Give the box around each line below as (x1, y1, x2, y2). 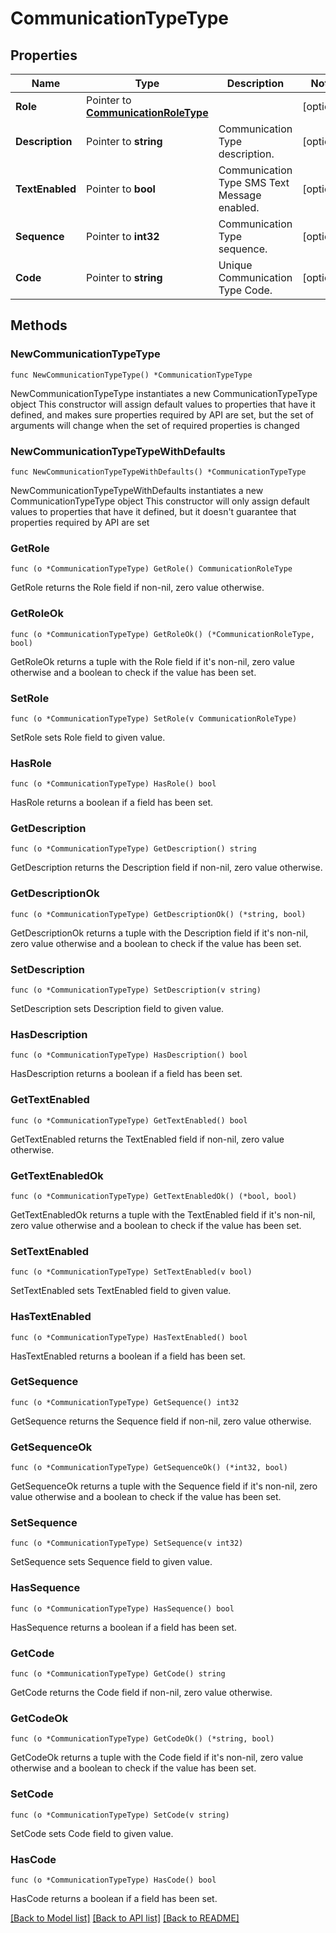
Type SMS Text (218, 176, 290, 189)
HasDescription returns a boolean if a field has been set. (10, 1068, 243, 1080)
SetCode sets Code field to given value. (10, 1827, 174, 1839)
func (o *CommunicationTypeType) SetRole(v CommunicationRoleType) (10, 713, 298, 724)
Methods (10, 317, 68, 334)
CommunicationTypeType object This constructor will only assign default (10, 495, 310, 507)
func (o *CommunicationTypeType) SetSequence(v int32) (10, 1538, 244, 1549)
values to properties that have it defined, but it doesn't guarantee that (10, 505, 297, 517)
